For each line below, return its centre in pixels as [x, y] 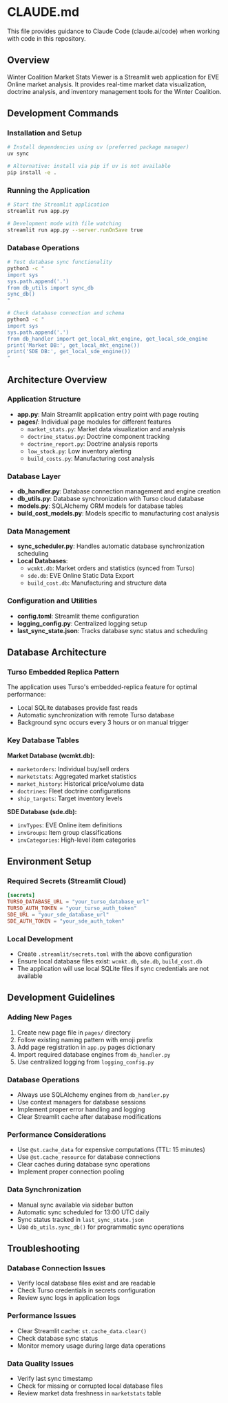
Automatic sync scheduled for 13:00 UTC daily [83, 1212]
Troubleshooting [44, 1249]
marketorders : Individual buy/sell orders [73, 769]
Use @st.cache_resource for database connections [89, 1157]
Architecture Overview [57, 380]
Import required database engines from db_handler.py [94, 1054]
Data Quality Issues [41, 1364]
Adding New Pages [40, 1017]
